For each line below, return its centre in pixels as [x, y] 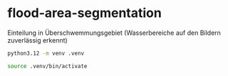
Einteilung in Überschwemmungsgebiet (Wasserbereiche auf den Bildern [114, 33]
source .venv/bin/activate [47, 66]
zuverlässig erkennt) [37, 40]
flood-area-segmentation [84, 13]
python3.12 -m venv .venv [46, 53]
